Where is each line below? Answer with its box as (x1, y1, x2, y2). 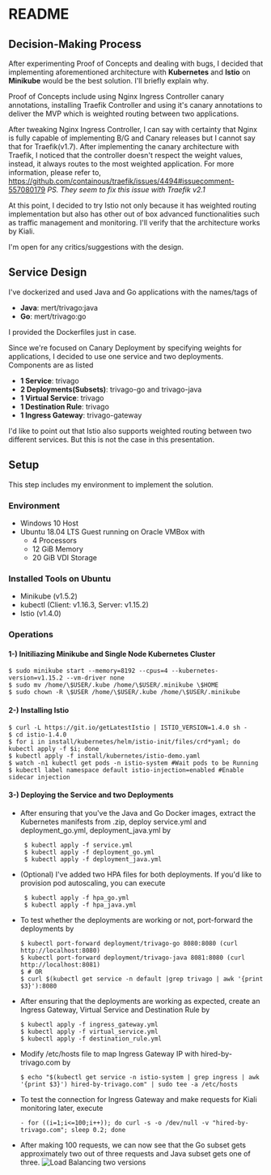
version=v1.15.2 (8, 674, 63, 682)
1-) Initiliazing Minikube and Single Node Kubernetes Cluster (8, 649, 216, 658)
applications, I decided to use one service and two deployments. (8, 351, 224, 361)
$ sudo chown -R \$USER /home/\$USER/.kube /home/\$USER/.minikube (8, 688, 241, 697)
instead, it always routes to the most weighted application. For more (8, 159, 235, 169)
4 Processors (32, 535, 77, 545)
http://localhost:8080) (19, 946, 101, 954)
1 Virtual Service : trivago (19, 392, 104, 402)
